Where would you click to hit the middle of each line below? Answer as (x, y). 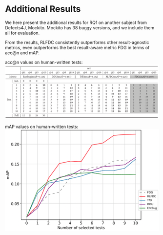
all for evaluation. (22, 33)
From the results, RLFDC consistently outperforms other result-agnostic (77, 42)
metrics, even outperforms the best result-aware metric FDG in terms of (77, 47)
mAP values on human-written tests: (42, 127)
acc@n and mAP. (22, 53)
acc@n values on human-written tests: (44, 62)
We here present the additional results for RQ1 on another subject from (76, 22)
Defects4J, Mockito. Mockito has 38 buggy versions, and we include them (80, 27)
